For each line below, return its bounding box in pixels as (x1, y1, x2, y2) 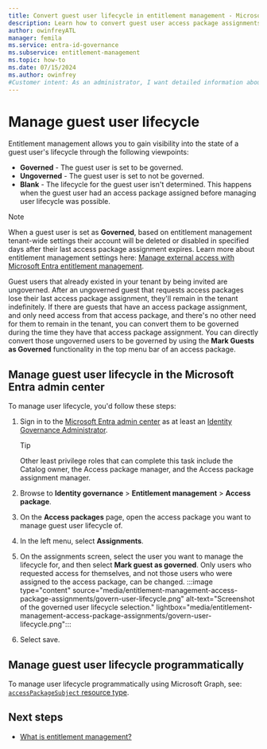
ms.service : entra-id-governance (8, 41, 119, 49)
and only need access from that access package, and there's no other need (8, 311, 257, 320)
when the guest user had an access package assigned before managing (19, 188, 257, 198)
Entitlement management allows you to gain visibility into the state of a (8, 139, 239, 148)
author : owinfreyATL (8, 26, 77, 34)
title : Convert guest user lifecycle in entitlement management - (8, 11, 233, 20)
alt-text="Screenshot (185, 594, 255, 604)
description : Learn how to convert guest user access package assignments (8, 19, 261, 27)
